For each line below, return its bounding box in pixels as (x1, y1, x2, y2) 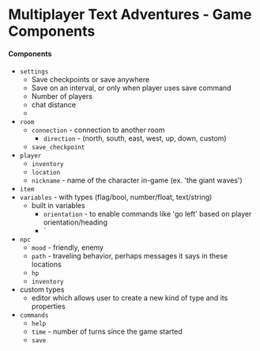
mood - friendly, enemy (31, 243, 104, 252)
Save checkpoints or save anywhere (31, 75, 150, 85)
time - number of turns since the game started (31, 326, 183, 337)
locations (31, 259, 62, 270)
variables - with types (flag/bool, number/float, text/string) (19, 192, 213, 202)
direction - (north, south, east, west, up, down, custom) (43, 134, 227, 143)
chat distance (31, 100, 77, 110)
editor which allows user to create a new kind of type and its (31, 293, 228, 303)
